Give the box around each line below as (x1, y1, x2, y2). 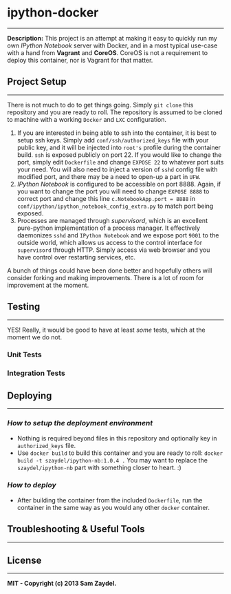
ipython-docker (7, 5, 99, 21)
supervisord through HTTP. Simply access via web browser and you (16, 246, 210, 254)
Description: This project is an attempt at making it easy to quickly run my (7, 34, 218, 42)
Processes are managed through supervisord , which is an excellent (16, 216, 208, 224)
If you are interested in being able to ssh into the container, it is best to (16, 129, 217, 137)
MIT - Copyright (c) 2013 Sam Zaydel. (7, 580, 117, 588)
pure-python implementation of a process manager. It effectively (16, 224, 201, 232)
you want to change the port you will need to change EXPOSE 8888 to (16, 187, 210, 195)
